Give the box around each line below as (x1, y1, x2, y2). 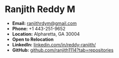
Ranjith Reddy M (5, 4, 76, 15)
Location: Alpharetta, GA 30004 (12, 31, 80, 37)
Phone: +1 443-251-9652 (12, 25, 66, 31)
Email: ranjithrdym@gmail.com (12, 20, 77, 26)
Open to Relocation (12, 36, 54, 42)
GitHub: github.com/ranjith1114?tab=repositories (12, 47, 114, 53)
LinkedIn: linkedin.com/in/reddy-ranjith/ (12, 41, 96, 47)
